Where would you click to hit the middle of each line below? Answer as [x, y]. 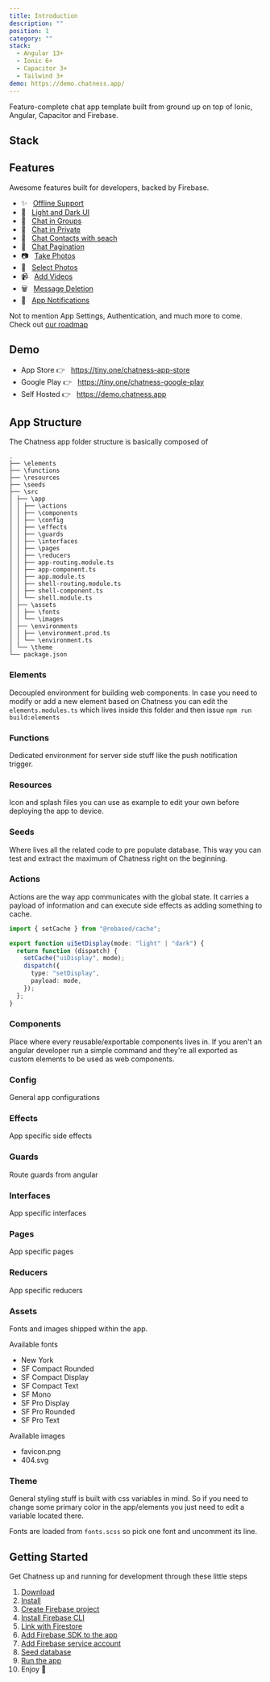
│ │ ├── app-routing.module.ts [62, 563]
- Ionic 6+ [35, 61]
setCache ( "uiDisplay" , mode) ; [75, 959]
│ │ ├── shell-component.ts [56, 591]
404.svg [35, 1460]
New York [37, 1360]
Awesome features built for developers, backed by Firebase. [109, 188]
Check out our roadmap [49, 324]
